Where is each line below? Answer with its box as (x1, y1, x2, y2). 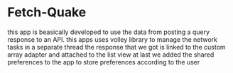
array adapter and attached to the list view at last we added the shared (7, 50, 215, 59)
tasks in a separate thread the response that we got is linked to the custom (7, 43, 226, 51)
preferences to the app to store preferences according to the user (7, 57, 200, 66)
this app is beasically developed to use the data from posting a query (7, 28, 210, 36)
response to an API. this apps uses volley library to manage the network (7, 35, 218, 43)
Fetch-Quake (7, 4, 87, 21)
